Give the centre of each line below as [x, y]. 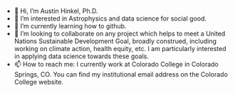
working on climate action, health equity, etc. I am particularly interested [120, 49]
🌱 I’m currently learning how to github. [70, 26]
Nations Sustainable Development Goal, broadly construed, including [115, 41]
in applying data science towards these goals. [82, 56]
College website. [39, 82]
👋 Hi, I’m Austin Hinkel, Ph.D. [56, 11]
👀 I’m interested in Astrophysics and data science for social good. [110, 18]
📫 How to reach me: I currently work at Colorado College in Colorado [116, 64]
